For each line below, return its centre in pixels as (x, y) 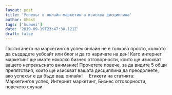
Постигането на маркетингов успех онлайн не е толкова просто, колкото (85, 49)
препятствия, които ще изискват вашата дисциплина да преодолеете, (82, 70)
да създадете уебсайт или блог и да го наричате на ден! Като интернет (84, 54)
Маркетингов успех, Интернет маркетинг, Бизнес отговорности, (76, 81)
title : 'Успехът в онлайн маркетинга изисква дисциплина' (69, 15)
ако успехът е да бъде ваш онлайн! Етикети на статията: (70, 76)
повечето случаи (24, 87)
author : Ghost (21, 20)
